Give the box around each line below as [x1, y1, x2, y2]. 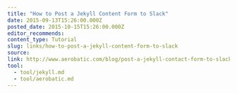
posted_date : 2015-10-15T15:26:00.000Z [7, 23, 125, 30]
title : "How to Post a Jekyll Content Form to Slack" [7, 10, 169, 17]
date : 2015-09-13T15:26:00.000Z [7, 17, 102, 24]
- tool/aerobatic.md [13, 75, 74, 83]
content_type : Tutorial [7, 36, 78, 43]
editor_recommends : [7, 29, 65, 37]
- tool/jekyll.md [13, 69, 65, 76]
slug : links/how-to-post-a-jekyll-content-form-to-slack [7, 43, 178, 50]
